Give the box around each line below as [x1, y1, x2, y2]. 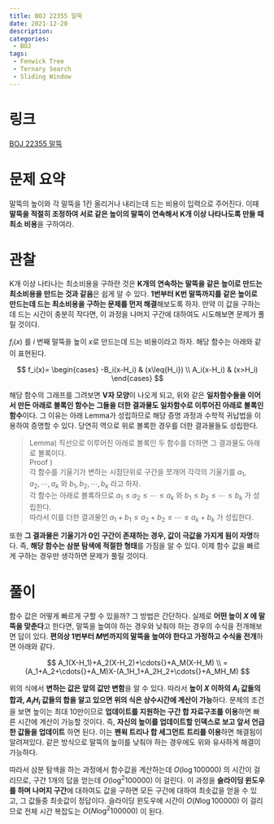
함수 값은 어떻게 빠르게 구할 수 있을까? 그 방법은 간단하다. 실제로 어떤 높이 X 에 [9, 611, 257, 621]
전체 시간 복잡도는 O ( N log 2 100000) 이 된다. [24, 804, 164, 816]
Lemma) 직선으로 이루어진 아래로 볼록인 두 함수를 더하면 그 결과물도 [28, 438, 246, 448]
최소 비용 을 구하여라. [9, 219, 75, 229]
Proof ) [28, 458, 53, 467]
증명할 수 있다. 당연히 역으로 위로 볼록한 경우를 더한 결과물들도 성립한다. [30, 421, 259, 431]
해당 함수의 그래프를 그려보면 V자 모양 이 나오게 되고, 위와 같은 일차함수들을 [9, 390, 246, 400]
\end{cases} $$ [111, 374, 164, 384]
